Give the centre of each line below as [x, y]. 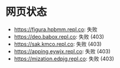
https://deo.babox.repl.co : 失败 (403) [59, 36]
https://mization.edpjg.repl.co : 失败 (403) [64, 59]
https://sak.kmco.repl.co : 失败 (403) [58, 44]
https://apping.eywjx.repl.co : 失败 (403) [62, 51]
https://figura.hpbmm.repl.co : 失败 [56, 29]
